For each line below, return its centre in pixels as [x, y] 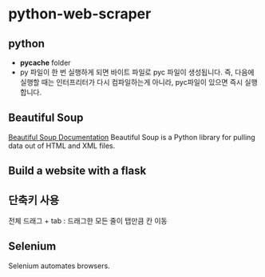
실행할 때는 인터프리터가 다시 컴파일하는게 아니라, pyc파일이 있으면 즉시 [131, 82]
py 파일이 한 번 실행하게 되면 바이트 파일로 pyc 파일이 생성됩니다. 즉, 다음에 [137, 72]
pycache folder [45, 62]
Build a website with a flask [77, 171]
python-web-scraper [80, 14]
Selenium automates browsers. [59, 266]
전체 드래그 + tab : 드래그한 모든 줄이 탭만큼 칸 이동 [88, 221]
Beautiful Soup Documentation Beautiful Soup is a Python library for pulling [132, 137]
